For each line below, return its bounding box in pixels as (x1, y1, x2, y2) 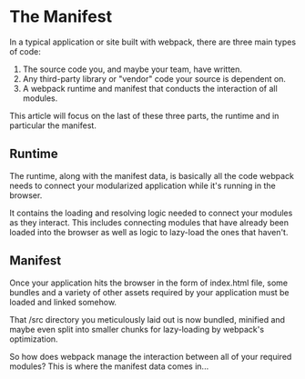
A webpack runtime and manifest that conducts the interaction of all (22, 83, 278, 94)
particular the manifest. (9, 120, 97, 131)
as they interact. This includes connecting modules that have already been (9, 216, 290, 228)
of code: (9, 45, 41, 56)
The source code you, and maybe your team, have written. (22, 64, 243, 75)
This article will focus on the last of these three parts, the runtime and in (9, 110, 280, 121)
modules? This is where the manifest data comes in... (9, 361, 209, 372)
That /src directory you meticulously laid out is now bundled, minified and (9, 314, 285, 324)
